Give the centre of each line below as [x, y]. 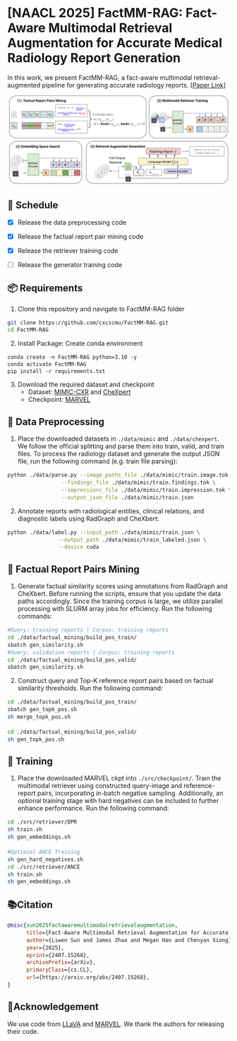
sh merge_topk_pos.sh [39, 717]
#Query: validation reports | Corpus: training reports [91, 652]
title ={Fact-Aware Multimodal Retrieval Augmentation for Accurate [127, 933]
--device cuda [78, 547]
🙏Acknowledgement [53, 1007]
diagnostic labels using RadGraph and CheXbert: [88, 518]
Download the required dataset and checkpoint [86, 385]
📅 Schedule [33, 205]
